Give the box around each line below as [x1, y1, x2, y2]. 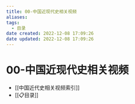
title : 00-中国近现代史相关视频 [6, 8, 77, 15]
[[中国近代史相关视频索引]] [14, 84, 80, 91]
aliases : [6, 14, 28, 20]
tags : [6, 19, 20, 25]
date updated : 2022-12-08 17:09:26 [6, 36, 94, 42]
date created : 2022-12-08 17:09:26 [6, 31, 94, 37]
